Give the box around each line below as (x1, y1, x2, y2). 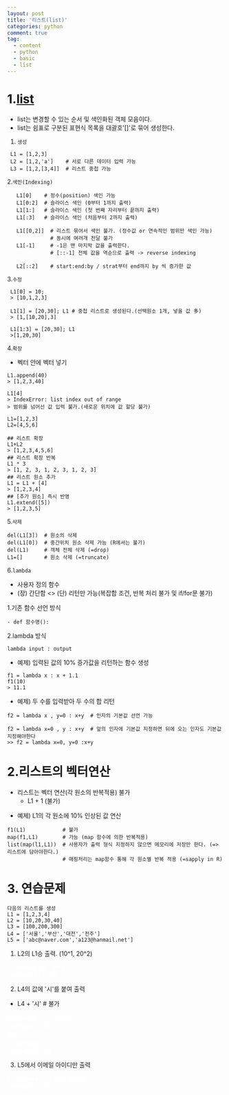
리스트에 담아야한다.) (7, 848, 59, 856)
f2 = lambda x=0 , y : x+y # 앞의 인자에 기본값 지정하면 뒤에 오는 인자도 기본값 (7, 725, 222, 732)
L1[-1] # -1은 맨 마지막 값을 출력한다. (16, 242, 130, 249)
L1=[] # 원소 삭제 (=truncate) (7, 553, 110, 561)
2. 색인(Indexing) (7, 177, 54, 186)
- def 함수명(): (7, 618, 50, 625)
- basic (13, 55, 36, 62)
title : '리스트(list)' (7, 17, 68, 23)
